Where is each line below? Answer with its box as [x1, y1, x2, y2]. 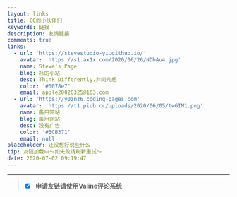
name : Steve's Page [20, 63, 78, 70]
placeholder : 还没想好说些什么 [7, 142, 91, 149]
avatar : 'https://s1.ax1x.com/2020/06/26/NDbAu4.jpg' [20, 56, 181, 64]
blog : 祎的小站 [20, 69, 61, 76]
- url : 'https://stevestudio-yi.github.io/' [13, 50, 147, 57]
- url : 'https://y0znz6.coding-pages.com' [13, 96, 140, 103]
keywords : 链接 [7, 23, 50, 30]
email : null [20, 135, 55, 142]
